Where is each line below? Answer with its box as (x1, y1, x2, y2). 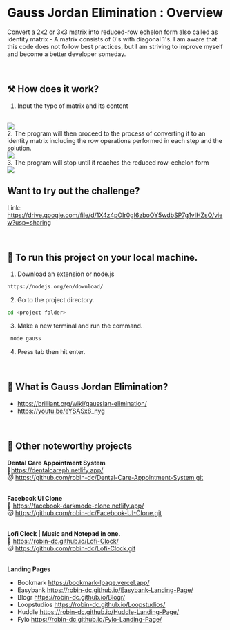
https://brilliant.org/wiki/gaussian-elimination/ (17, 399, 147, 407)
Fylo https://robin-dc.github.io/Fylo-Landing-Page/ (17, 615, 162, 623)
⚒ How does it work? (7, 83, 99, 95)
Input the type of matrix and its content (17, 102, 129, 110)
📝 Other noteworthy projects (7, 441, 133, 452)
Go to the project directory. (17, 296, 95, 304)
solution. (7, 144, 32, 152)
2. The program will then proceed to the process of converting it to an (7, 129, 206, 138)
